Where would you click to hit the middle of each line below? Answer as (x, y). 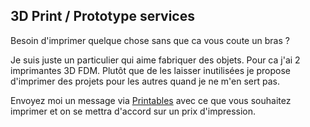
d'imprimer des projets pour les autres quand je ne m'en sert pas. (145, 81)
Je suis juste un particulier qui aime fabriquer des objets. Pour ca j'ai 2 (155, 60)
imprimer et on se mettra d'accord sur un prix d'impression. (133, 111)
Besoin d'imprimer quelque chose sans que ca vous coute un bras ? (150, 40)
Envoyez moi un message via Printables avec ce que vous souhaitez (151, 100)
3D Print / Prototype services (102, 16)
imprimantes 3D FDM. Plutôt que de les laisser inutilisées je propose (151, 70)
